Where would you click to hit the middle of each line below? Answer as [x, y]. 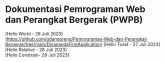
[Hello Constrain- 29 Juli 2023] [37, 55]
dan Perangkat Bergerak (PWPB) [74, 20]
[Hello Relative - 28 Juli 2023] [36, 49]
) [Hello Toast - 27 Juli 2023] [130, 44]
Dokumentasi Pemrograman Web [75, 9]
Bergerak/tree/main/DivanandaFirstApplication [53, 44]
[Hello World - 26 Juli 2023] [34, 33]
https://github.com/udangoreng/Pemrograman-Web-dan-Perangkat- [77, 39]
